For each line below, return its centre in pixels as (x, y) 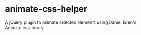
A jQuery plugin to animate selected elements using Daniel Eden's (71, 22)
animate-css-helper (46, 9)
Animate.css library (24, 27)
